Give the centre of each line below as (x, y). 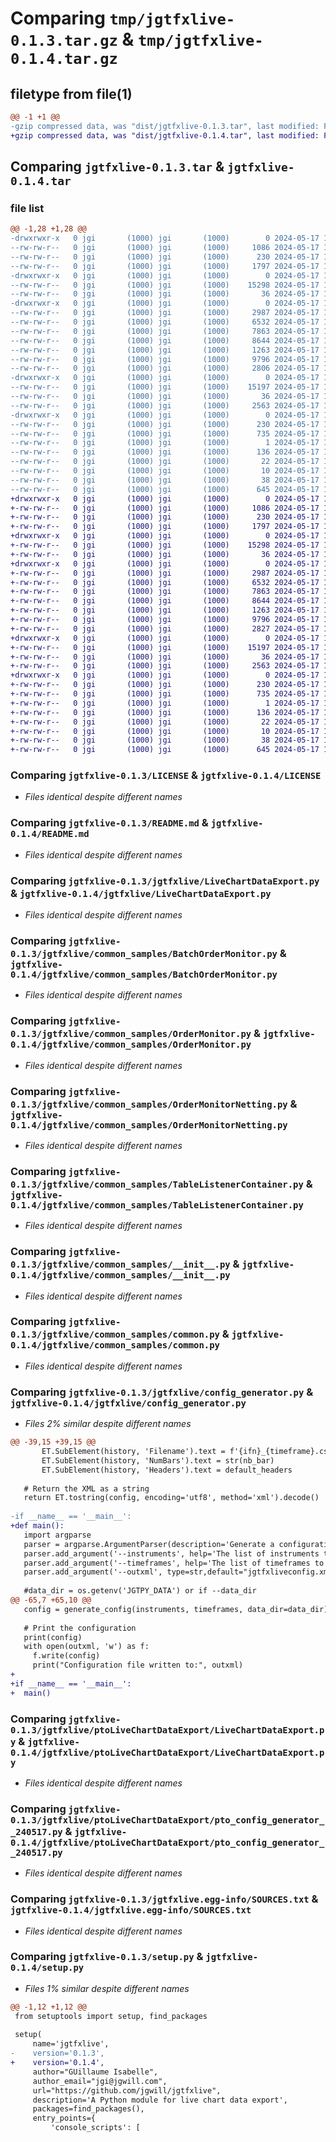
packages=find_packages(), (88, 2109)
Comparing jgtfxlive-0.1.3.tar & (117, 167)
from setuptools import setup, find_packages (111, 2016)
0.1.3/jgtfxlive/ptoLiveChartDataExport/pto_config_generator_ (167, 1820)
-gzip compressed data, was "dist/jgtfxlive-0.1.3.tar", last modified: (165, 126)
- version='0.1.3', (57, 2053)
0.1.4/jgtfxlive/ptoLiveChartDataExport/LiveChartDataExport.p (167, 1752)
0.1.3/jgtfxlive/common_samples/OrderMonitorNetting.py (149, 1104)
